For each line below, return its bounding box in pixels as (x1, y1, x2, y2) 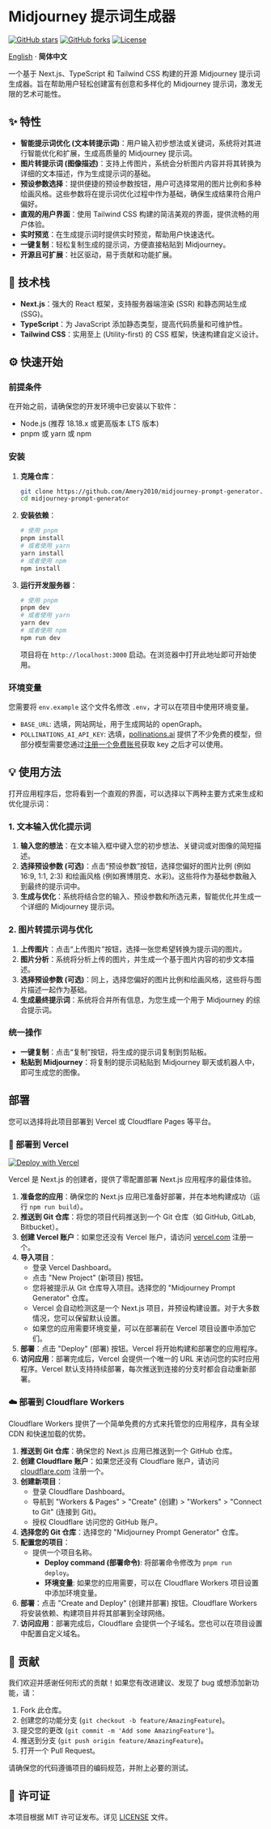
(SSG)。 (19, 309, 48, 319)
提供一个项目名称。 (32, 1548, 97, 1557)
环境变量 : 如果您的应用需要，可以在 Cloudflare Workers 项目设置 (44, 1578, 259, 1588)
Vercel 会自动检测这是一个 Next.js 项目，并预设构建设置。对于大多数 (32, 1303, 260, 1312)
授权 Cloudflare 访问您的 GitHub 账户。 (32, 1518, 163, 1527)
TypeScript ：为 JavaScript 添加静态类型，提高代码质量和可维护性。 (19, 319, 247, 328)
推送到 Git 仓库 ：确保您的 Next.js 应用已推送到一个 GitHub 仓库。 (19, 1446, 237, 1456)
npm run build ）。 (29, 1201, 87, 1211)
